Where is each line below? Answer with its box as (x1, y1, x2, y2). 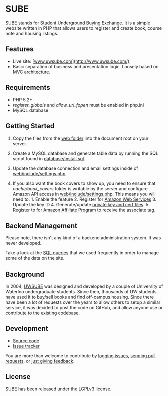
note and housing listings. (5, 30, 59, 36)
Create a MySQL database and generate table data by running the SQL (12, 150, 159, 156)
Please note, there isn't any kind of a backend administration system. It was (5, 235, 161, 241)
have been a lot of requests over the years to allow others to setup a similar (5, 299, 161, 305)
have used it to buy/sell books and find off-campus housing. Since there (5, 294, 154, 300)
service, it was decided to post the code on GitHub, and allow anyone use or (5, 305, 163, 310)
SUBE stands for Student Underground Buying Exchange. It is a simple (5, 20, 150, 26)
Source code (12, 337, 39, 344)
